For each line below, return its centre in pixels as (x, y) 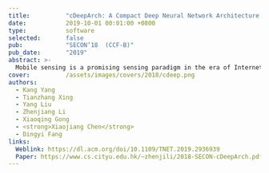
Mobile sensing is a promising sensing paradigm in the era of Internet (139, 68)
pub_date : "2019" (48, 53)
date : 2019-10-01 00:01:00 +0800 (82, 23)
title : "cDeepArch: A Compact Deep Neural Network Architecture (134, 16)
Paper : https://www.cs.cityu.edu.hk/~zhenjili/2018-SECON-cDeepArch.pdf (139, 156)
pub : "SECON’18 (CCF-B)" (71, 45)
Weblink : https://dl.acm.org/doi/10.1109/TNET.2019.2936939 (118, 149)
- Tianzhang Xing (44, 97)
